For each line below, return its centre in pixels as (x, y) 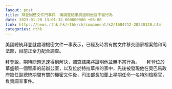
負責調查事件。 (21, 81)
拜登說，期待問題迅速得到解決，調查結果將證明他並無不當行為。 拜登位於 (85, 62)
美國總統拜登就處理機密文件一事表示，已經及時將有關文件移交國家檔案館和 (84, 45)
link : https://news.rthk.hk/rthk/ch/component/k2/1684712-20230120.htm (83, 24)
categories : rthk (24, 29)
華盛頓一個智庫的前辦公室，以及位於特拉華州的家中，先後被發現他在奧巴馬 (84, 68)
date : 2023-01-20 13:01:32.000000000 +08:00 (53, 20)
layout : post (19, 10)
